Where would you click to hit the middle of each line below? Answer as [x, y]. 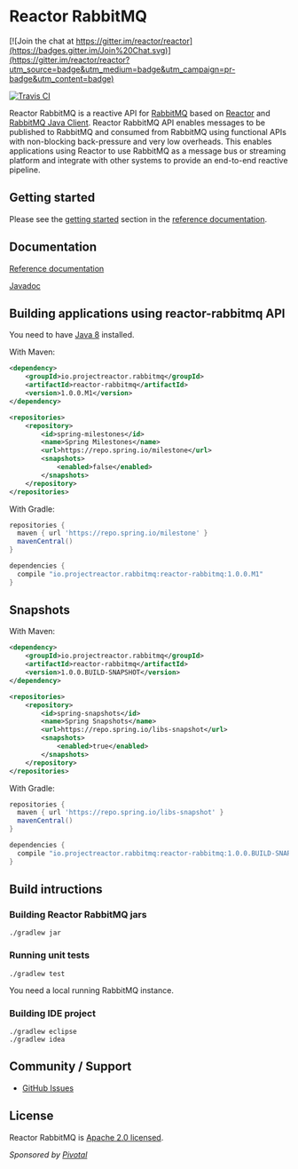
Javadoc [25, 285]
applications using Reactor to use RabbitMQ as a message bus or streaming [148, 151]
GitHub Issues [47, 1088]
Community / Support [71, 1066]
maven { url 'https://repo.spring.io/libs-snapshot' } [121, 813]
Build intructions [56, 890]
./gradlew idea [37, 1039]
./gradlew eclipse [43, 1031]
